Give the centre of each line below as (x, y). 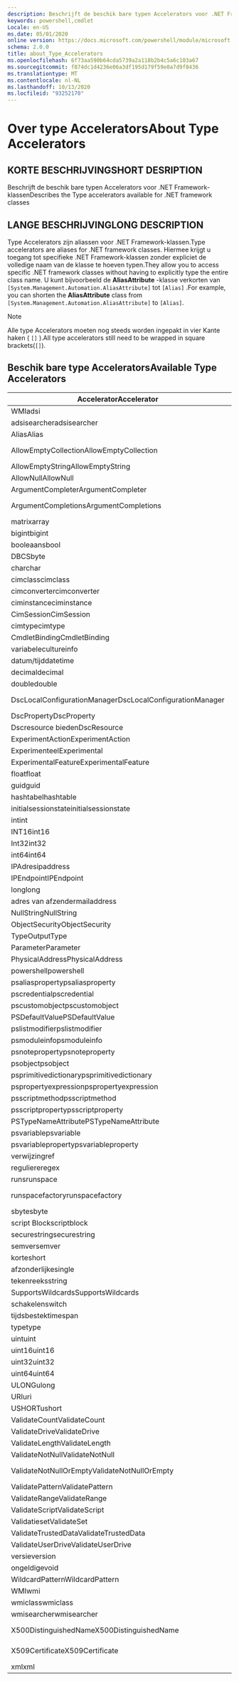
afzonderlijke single (43, 1269)
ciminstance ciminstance (52, 602)
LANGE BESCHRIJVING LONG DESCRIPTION (106, 225)
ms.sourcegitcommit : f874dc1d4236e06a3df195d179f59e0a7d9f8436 (103, 67)
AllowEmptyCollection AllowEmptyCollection (84, 450)
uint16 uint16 (33, 1350)
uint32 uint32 (33, 1362)
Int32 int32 (29, 843)
